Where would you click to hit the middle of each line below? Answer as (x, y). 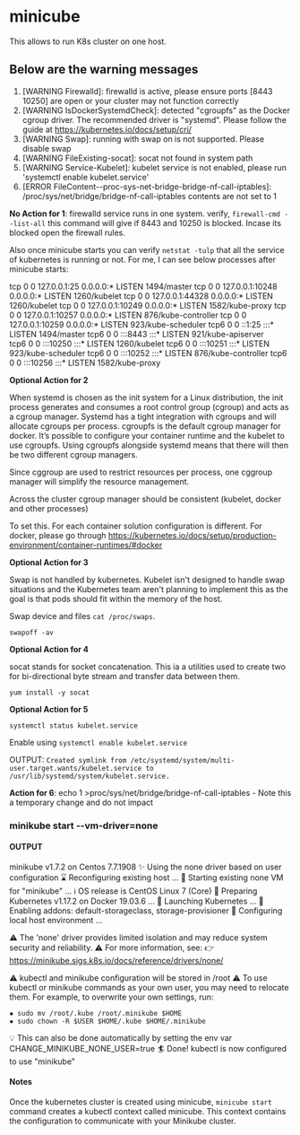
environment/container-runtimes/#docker (86, 545)
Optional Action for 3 (49, 562)
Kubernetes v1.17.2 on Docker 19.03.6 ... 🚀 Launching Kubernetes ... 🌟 (137, 901)
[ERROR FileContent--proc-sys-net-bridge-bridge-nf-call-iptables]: (146, 187)
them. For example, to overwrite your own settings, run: (111, 997)
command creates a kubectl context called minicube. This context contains (148, 1112)
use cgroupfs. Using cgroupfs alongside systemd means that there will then (149, 445)
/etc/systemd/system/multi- (183, 760)
